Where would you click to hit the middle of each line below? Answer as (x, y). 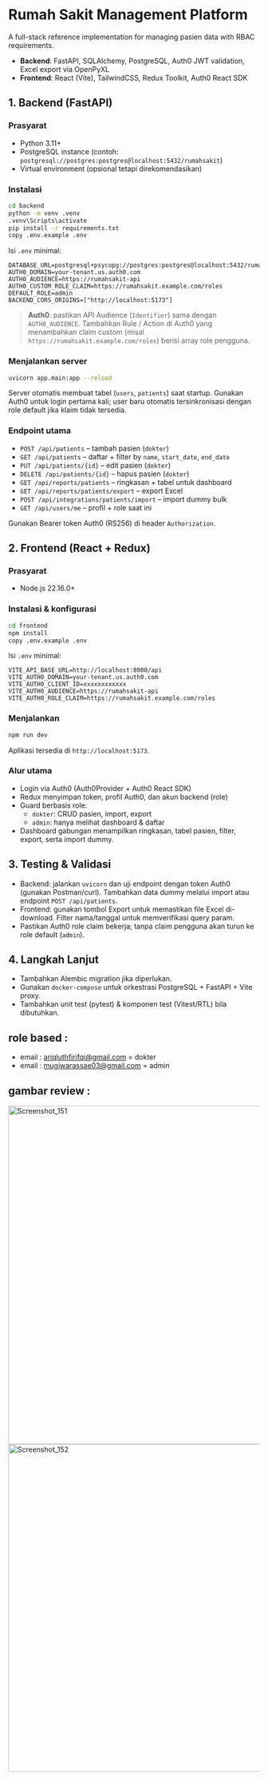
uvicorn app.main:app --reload (60, 378)
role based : (38, 1037)
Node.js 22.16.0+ (47, 588)
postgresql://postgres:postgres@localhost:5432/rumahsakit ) (121, 160)
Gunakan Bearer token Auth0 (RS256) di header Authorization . (112, 523)
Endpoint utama (40, 431)
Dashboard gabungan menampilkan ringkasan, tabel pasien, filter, (128, 830)
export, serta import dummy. (67, 839)
